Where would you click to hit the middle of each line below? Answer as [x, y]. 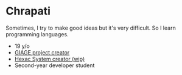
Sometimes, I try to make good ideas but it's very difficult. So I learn [91, 28]
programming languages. [37, 34]
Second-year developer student [54, 65]
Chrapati [28, 11]
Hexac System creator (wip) [50, 59]
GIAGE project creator [42, 52]
